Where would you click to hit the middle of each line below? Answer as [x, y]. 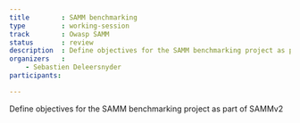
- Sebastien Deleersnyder [74, 68]
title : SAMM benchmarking [74, 17]
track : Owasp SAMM [59, 34]
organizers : [37, 59]
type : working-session [69, 26]
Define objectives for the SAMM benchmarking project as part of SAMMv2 [146, 109]
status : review [51, 42]
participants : [36, 76]
